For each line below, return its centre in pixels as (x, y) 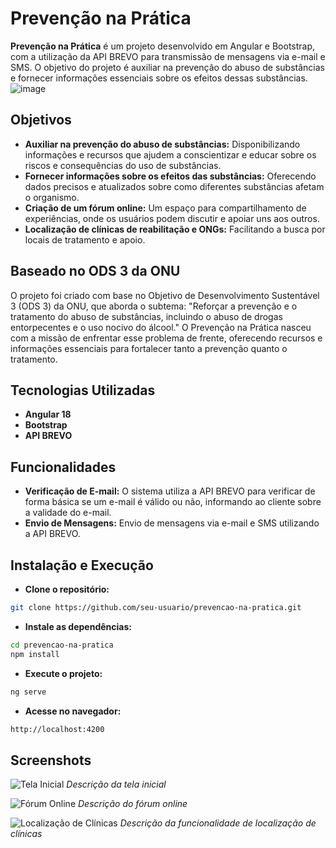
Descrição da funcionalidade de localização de (218, 823)
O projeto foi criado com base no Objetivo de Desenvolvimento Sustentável (165, 295)
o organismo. (52, 197)
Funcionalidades (63, 467)
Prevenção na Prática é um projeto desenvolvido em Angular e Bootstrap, (163, 46)
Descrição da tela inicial (116, 784)
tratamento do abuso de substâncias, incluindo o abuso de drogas (146, 316)
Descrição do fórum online (132, 804)
